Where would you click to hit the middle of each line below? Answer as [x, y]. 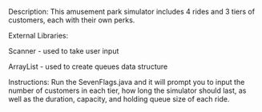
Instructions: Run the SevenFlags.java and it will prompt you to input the [127, 82]
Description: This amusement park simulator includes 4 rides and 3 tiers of [131, 12]
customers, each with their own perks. [72, 20]
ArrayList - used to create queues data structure [88, 66]
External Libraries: [38, 36]
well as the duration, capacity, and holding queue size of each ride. [119, 99]
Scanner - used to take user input [64, 51]
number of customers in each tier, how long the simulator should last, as [127, 90]
